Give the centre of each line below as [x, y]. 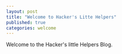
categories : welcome [31, 28]
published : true [26, 22]
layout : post [22, 11]
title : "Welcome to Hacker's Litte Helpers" [61, 17]
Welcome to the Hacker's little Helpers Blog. [60, 45]
